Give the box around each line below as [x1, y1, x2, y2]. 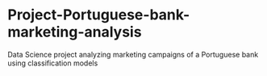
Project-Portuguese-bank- [7, 6, 190, 24]
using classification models [7, 58, 98, 68]
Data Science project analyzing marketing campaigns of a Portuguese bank [7, 49, 259, 59]
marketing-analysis [7, 23, 142, 41]
